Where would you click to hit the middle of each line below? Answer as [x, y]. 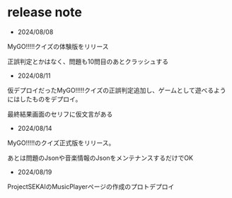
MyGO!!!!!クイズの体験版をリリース [58, 46]
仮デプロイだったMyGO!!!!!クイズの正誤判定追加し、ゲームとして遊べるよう [117, 90]
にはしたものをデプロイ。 [45, 99]
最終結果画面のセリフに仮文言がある [60, 114]
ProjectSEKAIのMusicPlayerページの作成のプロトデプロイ [91, 186]
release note [45, 12]
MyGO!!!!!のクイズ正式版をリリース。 [61, 143]
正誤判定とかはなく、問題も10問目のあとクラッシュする [88, 62]
